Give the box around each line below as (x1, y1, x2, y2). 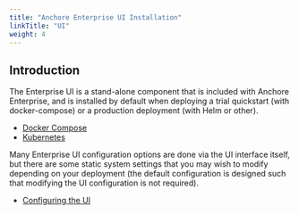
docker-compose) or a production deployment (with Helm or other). (9, 105, 259, 116)
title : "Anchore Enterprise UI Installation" (9, 12, 182, 22)
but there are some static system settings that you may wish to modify (9, 159, 269, 169)
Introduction (9, 62, 81, 78)
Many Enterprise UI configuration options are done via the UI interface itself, (9, 149, 291, 160)
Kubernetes (21, 132, 65, 143)
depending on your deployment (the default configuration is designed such (9, 169, 286, 179)
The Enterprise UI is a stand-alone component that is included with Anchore (9, 86, 289, 97)
